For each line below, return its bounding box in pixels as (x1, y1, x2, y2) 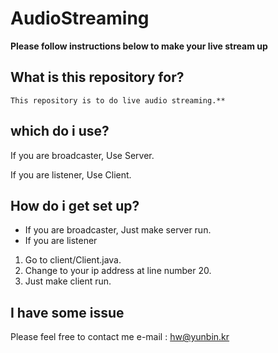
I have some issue (10, 304, 125, 321)
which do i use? (10, 123, 110, 140)
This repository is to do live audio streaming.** (10, 95, 226, 106)
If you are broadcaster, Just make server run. (24, 224, 212, 236)
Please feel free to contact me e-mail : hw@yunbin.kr (10, 331, 230, 343)
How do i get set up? (10, 197, 140, 214)
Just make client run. (24, 275, 112, 287)
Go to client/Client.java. (24, 254, 122, 266)
